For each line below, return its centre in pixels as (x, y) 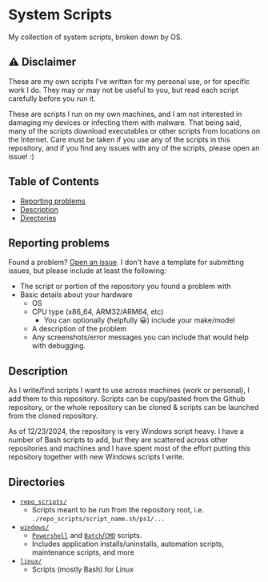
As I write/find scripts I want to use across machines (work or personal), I (129, 391)
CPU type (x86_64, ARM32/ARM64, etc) (98, 312)
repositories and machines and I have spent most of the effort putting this (129, 448)
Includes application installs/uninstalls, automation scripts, (128, 544)
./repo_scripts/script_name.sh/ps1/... (98, 519)
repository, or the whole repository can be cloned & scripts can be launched (134, 407)
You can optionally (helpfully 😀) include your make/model (139, 320)
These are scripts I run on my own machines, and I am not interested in (125, 114)
